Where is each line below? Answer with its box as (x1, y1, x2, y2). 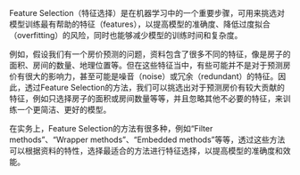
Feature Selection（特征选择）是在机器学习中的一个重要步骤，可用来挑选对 (9, 8, 286, 18)
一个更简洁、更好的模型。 (16, 105, 112, 115)
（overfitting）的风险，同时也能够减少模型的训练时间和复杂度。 (9, 30, 243, 40)
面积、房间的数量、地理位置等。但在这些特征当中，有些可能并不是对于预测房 (9, 60, 291, 70)
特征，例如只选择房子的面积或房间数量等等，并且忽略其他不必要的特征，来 (9, 93, 283, 104)
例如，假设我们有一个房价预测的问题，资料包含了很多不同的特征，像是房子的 (9, 49, 291, 60)
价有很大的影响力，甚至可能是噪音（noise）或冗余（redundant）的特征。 (9, 71, 279, 82)
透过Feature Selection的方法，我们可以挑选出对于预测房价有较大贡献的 (24, 83, 286, 92)
